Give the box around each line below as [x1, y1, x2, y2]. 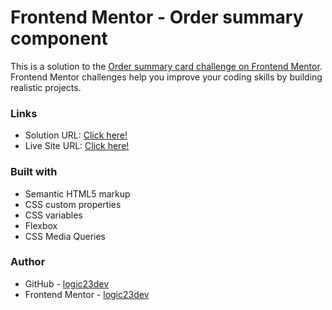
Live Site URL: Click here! [24, 140, 130, 152]
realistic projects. [10, 81, 82, 93]
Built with [10, 165, 58, 179]
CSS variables [24, 209, 83, 221]
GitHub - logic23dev [24, 277, 110, 290]
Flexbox [24, 219, 58, 231]
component [10, 27, 108, 50]
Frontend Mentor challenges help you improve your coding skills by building [10, 71, 323, 83]
